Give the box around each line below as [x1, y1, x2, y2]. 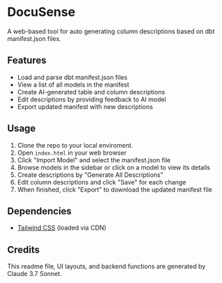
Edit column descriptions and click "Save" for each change [17, 178, 187, 186]
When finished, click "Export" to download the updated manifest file [17, 185, 212, 194]
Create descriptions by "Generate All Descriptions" [17, 171, 164, 179]
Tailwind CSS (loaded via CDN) [17, 223, 106, 232]
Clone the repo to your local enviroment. [17, 141, 134, 149]
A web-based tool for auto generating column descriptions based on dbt [7, 27, 215, 35]
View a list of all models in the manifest [17, 80, 130, 89]
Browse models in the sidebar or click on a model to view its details [17, 163, 211, 171]
